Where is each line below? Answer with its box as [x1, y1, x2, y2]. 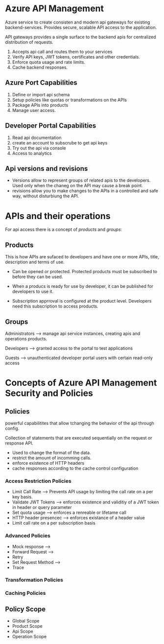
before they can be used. [12, 274, 63, 280]
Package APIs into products [12, 102, 69, 108]
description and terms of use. [5, 259, 65, 265]
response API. [5, 440, 33, 446]
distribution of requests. [5, 39, 54, 45]
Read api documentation [12, 135, 62, 140]
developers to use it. [12, 288, 54, 295]
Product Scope [12, 623, 43, 629]
